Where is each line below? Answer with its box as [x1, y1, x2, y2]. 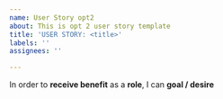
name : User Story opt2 [9, 13, 94, 22]
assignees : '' [9, 47, 63, 56]
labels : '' [9, 38, 50, 48]
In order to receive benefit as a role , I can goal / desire [9, 79, 214, 90]
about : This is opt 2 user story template [9, 22, 171, 31]
